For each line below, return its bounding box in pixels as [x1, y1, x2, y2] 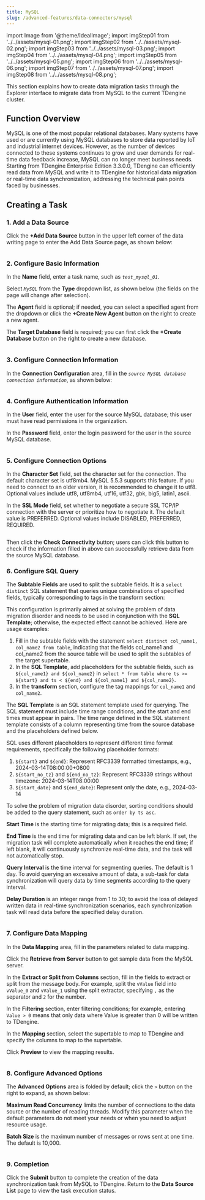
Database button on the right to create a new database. [6, 335, 147, 343]
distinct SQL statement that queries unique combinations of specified [6, 587, 185, 595]
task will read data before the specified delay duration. [6, 908, 144, 916]
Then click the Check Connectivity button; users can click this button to [6, 538, 189, 546]
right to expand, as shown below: [6, 1090, 91, 1097]
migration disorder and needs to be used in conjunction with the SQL [6, 612, 180, 620]
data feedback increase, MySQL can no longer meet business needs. [18, 156, 193, 163]
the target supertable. [15, 657, 70, 664]
